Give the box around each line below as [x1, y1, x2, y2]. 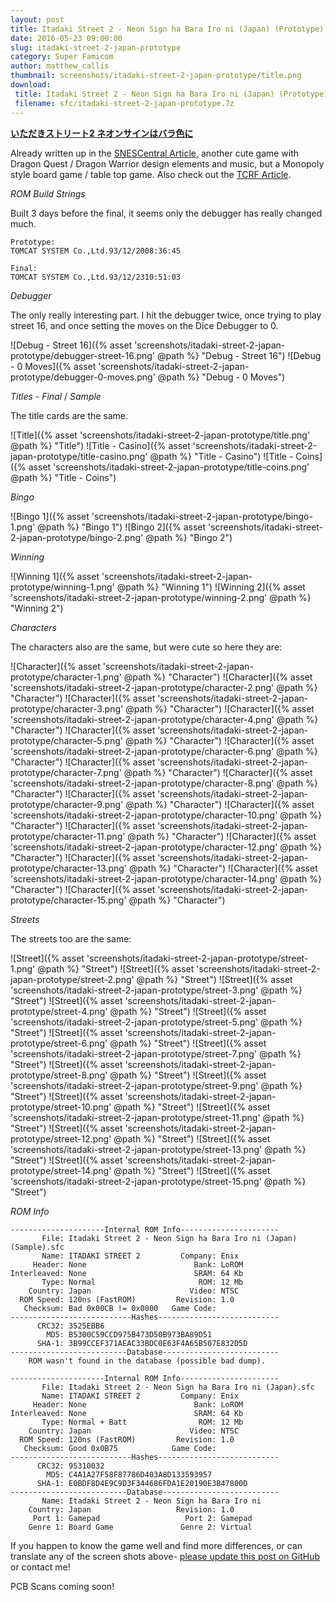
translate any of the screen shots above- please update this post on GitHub [10, 1550, 321, 1562]
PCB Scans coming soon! [10, 1580, 115, 1592]
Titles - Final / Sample [10, 390, 102, 402]
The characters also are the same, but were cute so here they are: [10, 641, 283, 653]
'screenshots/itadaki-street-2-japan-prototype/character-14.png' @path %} [10, 872, 322, 885]
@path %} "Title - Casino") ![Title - [149, 450, 294, 462]
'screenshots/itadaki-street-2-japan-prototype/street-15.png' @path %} [10, 1175, 307, 1187]
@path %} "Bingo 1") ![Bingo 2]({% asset [37, 521, 207, 533]
